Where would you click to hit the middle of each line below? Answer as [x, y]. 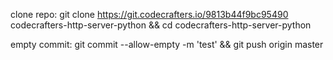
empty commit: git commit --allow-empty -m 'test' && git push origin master [167, 44]
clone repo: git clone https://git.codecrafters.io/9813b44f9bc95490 [149, 14]
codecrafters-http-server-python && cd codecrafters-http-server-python [161, 25]
